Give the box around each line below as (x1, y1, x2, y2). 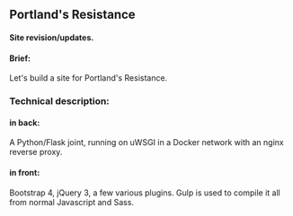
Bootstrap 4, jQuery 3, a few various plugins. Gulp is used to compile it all (9, 187, 280, 198)
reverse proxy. (9, 147, 63, 158)
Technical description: (9, 95, 110, 108)
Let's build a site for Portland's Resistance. (9, 73, 168, 83)
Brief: (9, 53, 31, 64)
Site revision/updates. (9, 31, 94, 43)
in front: (9, 167, 40, 177)
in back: (9, 117, 40, 128)
